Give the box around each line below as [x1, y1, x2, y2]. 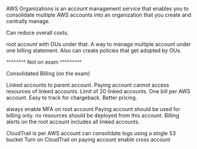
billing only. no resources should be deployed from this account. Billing [6, 112, 179, 119]
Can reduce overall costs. [6, 29, 69, 36]
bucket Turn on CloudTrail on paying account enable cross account [6, 136, 171, 143]
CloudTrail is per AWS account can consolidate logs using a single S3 [6, 130, 176, 137]
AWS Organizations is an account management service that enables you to [6, 5, 189, 12]
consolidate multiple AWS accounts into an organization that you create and [6, 11, 192, 18]
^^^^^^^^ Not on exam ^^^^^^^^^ [6, 59, 82, 65]
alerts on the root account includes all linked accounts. [6, 118, 140, 125]
